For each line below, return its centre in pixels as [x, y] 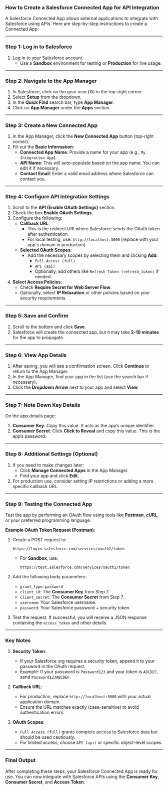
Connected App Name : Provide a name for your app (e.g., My [83, 152]
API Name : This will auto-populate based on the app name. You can [90, 163]
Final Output [20, 760]
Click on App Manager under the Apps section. [61, 107]
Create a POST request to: [39, 539]
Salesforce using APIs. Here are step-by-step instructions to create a [76, 24]
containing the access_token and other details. [60, 622]
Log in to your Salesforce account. [48, 58]
